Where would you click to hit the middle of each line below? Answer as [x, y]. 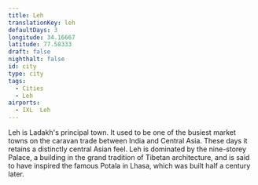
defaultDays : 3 [33, 30]
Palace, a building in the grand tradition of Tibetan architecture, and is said [129, 157]
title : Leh [26, 15]
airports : [24, 103]
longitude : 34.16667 [42, 37]
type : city [26, 74]
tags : [17, 81]
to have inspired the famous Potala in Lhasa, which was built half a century [129, 166]
